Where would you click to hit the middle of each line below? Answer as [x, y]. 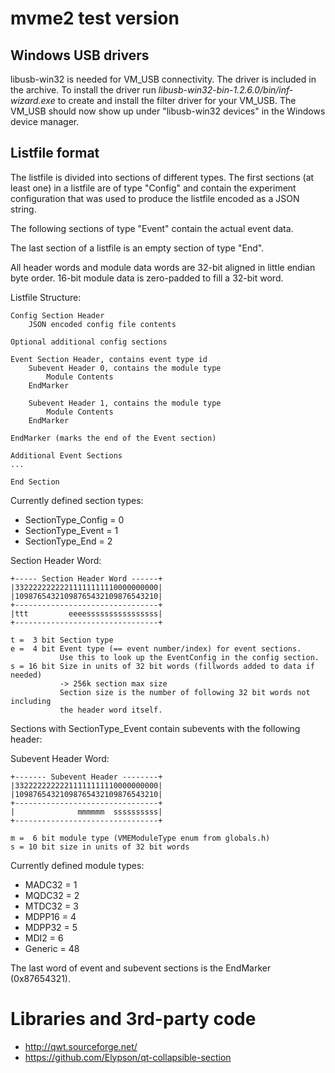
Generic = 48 [52, 948]
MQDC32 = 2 [52, 895]
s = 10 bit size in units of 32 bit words [100, 847]
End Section [35, 482]
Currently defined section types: [77, 500]
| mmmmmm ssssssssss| [86, 812]
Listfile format [55, 153]
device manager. [45, 121]
